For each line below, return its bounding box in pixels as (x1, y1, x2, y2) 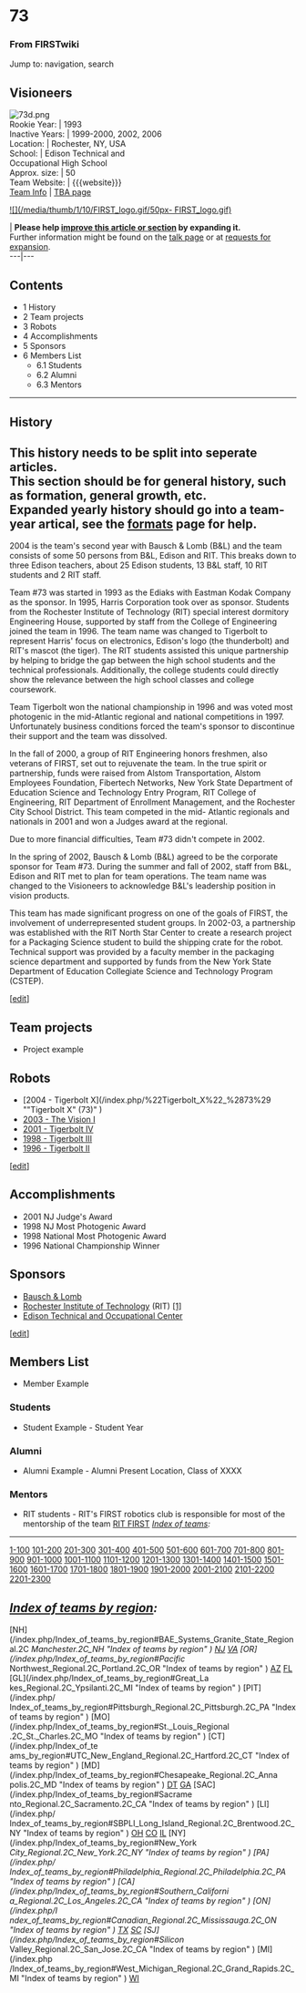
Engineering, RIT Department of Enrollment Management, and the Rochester (9, 796, 296, 807)
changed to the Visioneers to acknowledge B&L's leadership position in (9, 880, 276, 891)
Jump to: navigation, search (9, 58, 114, 69)
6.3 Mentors (36, 379, 82, 390)
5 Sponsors (22, 341, 66, 352)
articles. (9, 459, 57, 475)
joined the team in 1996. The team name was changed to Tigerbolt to (9, 626, 269, 637)
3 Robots (22, 321, 57, 333)
